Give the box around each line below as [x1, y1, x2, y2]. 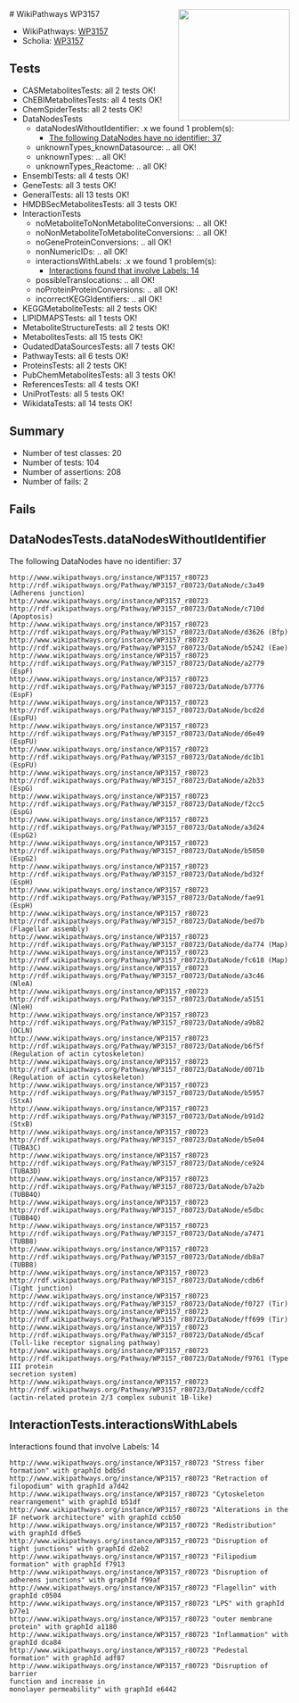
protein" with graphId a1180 [9, 1622, 117, 1632]
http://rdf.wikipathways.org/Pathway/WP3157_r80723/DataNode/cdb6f [9, 1275, 265, 1284]
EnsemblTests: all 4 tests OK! [21, 170, 130, 181]
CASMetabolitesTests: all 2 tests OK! [21, 85, 156, 96]
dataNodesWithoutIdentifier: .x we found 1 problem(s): [35, 122, 234, 133]
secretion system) [9, 1369, 77, 1378]
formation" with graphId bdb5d [9, 1466, 125, 1475]
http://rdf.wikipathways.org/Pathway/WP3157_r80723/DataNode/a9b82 [9, 1018, 265, 1027]
